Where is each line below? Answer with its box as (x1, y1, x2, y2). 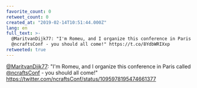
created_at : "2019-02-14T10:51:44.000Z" (6, 19, 107, 25)
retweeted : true (6, 47, 46, 53)
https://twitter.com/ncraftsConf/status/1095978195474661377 (6, 75, 156, 82)
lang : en (6, 25, 28, 31)
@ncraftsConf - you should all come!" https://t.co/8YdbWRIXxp (11, 42, 170, 48)
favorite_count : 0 (6, 8, 51, 15)
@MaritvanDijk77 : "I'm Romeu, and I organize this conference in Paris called (6, 63, 191, 70)
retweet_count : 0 (6, 14, 49, 20)
